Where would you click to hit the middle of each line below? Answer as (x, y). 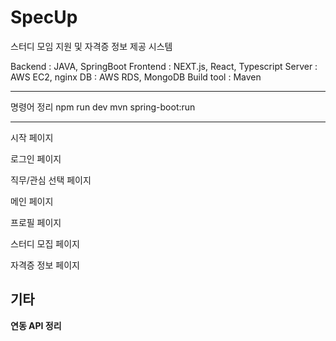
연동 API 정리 (36, 325)
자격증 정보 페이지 (45, 265)
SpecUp (44, 17)
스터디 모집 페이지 (45, 243)
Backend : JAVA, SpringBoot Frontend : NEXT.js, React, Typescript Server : (164, 66)
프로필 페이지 (36, 222)
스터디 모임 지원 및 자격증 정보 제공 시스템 (91, 46)
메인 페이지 (32, 201)
